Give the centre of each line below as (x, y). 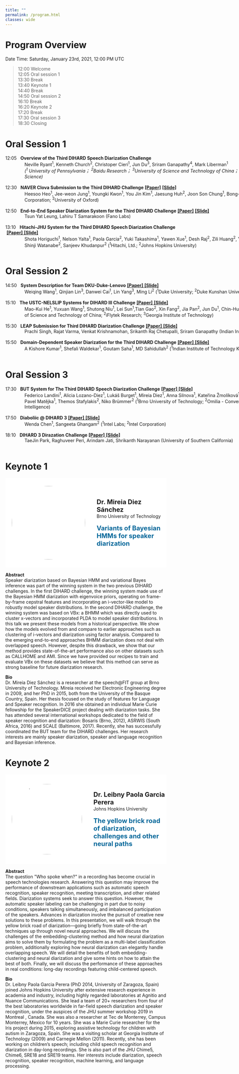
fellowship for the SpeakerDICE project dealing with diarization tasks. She (83, 710)
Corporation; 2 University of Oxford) (62, 199)
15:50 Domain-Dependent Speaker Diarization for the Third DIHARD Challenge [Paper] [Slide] (107, 342)
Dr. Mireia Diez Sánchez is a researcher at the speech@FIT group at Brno (82, 682)
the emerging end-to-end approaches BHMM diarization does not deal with (85, 640)
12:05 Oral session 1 (39, 74)
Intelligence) (38, 407)
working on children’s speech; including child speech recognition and (78, 1044)
